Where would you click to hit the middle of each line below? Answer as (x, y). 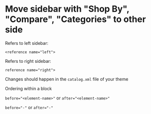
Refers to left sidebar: (27, 43)
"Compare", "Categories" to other (75, 19)
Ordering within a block (28, 88)
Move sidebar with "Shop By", (67, 9)
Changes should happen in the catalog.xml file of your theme (67, 79)
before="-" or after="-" (29, 107)
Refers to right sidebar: (28, 61)
